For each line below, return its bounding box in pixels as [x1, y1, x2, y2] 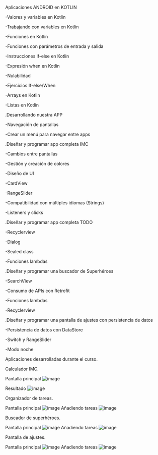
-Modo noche [5, 347, 34, 352]
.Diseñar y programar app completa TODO [5, 219, 93, 225]
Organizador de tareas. [5, 395, 53, 401]
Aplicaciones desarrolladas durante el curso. [5, 356, 98, 362]
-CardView [5, 180, 28, 186]
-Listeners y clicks [5, 209, 44, 215]
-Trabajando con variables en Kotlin [5, 24, 79, 30]
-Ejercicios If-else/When [5, 83, 56, 88]
